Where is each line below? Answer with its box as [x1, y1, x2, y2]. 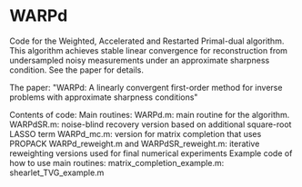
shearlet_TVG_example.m [9, 167, 105, 178]
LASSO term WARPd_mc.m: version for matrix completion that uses [9, 128, 262, 139]
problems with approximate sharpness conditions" [9, 92, 198, 103]
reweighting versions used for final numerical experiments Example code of [9, 147, 293, 159]
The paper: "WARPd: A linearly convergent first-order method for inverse [9, 82, 283, 93]
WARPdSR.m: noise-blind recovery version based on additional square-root [9, 119, 292, 130]
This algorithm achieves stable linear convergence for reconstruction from [9, 44, 288, 55]
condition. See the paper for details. [9, 64, 144, 75]
